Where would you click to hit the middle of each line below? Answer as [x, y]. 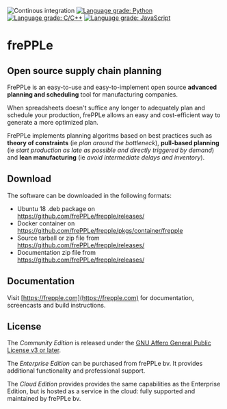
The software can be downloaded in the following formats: [90, 195]
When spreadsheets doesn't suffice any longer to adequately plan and [106, 108]
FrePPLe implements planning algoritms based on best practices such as [110, 136]
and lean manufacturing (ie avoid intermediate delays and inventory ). [106, 157]
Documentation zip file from [56, 252]
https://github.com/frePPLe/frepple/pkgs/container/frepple [100, 230]
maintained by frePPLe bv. [44, 399]
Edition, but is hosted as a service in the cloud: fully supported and [101, 391]
